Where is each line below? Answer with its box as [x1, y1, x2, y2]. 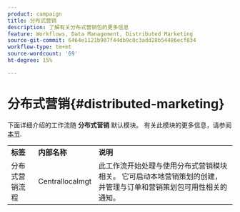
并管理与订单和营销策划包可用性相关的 [99, 182, 228, 192]
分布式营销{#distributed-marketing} [7, 95, 225, 112]
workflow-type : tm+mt [7, 43, 72, 51]
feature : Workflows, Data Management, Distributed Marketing [7, 30, 194, 38]
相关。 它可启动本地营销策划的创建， [99, 171, 223, 181]
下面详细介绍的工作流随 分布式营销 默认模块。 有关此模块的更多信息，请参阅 [7, 120, 232, 129]
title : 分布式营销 [7, 17, 57, 24]
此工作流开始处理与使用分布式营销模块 [99, 161, 228, 171]
